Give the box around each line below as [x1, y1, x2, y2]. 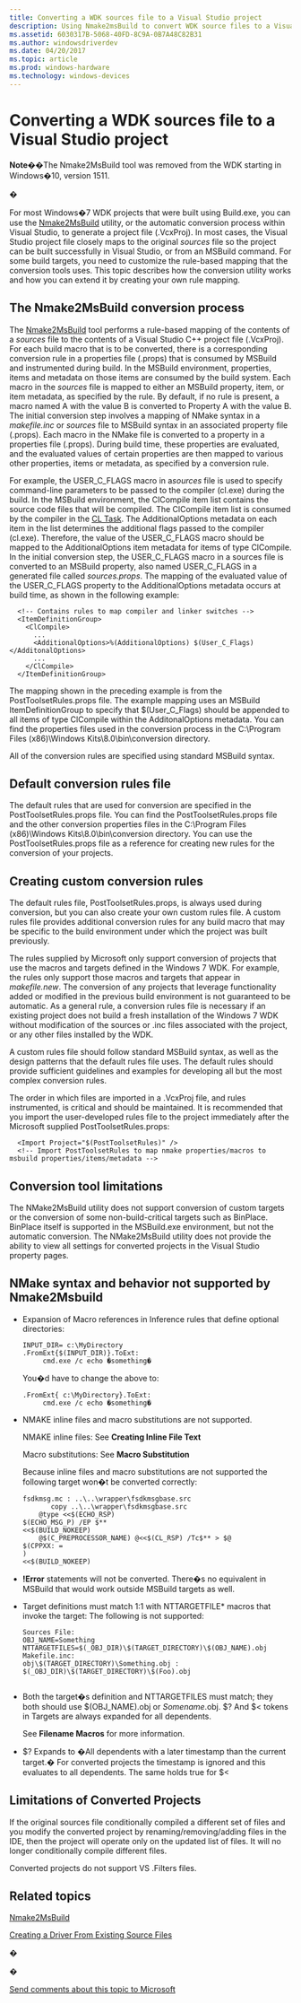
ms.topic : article [9, 55, 78, 64]
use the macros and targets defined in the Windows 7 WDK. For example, [9, 962, 280, 973]
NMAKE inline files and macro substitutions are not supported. [21, 1414, 253, 1424]
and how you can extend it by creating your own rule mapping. [9, 274, 240, 285]
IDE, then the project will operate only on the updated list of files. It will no [9, 1835, 282, 1846]
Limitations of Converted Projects [9, 1793, 202, 1808]
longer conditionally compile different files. [9, 1845, 168, 1856]
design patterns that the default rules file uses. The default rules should [9, 1056, 274, 1067]
